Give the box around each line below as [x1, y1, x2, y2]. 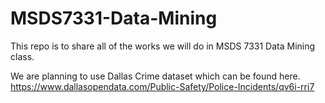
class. [10, 50, 35, 62]
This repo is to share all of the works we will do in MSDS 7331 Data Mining [10, 40, 316, 52]
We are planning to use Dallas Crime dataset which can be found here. [10, 70, 301, 82]
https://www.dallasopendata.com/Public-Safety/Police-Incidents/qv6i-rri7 [10, 80, 315, 92]
